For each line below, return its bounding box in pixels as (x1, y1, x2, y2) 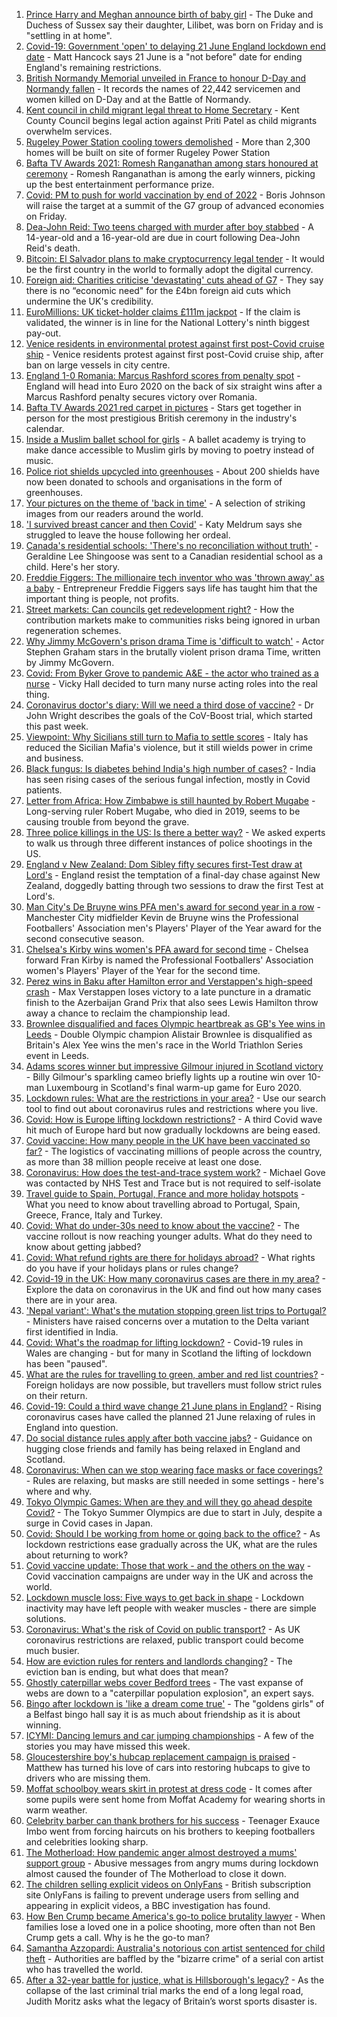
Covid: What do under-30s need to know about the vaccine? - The (25, 1220, 300, 1231)
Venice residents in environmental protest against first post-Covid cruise (25, 338, 325, 349)
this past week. (25, 720, 89, 732)
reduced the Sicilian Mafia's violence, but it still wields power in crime (25, 742, 313, 753)
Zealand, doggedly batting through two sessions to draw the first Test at (25, 880, 324, 891)
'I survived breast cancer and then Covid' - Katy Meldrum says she (25, 519, 303, 530)
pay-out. (25, 327, 62, 339)
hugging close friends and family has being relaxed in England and (25, 1443, 301, 1454)
